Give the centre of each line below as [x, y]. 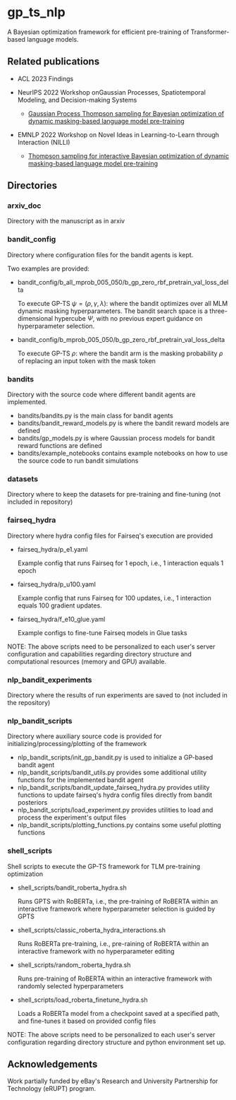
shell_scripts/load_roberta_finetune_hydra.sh [82, 1000]
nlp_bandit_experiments [50, 680]
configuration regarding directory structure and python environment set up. [117, 1042]
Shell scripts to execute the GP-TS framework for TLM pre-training [104, 866]
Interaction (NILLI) [44, 142]
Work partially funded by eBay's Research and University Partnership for [113, 1081]
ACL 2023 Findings [45, 78]
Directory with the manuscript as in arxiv [66, 221]
